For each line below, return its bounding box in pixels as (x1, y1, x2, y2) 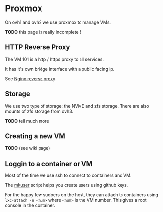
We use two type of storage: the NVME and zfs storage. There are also (5, 103, 149, 109)
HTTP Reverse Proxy (5, 43, 70, 52)
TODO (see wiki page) (5, 145, 50, 151)
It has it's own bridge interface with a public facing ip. (5, 66, 115, 72)
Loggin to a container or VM (5, 159, 93, 168)
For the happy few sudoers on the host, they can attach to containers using (5, 192, 158, 198)
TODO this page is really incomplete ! (5, 29, 81, 35)
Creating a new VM (5, 132, 65, 140)
